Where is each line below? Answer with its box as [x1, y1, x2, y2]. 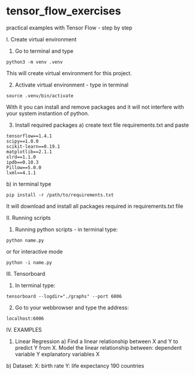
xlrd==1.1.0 [6, 154, 36, 160]
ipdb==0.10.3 [6, 159, 39, 165]
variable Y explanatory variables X [14, 350, 100, 358]
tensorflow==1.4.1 [6, 133, 52, 139]
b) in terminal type [6, 180, 52, 187]
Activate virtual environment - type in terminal [14, 81, 129, 88]
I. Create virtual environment [6, 35, 77, 43]
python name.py [6, 237, 44, 243]
